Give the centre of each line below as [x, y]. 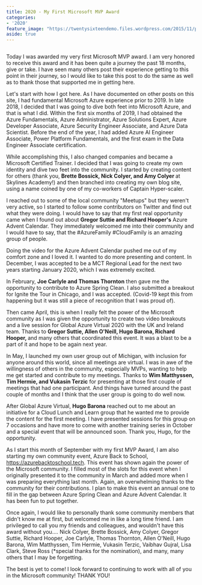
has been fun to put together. [42, 501]
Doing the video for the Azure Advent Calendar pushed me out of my [91, 251]
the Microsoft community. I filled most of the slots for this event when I [94, 469]
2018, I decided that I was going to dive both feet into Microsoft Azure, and [99, 107]
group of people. [27, 239]
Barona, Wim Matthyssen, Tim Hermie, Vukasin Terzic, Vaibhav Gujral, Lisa [99, 545]
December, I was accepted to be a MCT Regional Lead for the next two [94, 263]
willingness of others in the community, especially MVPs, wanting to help [97, 369]
